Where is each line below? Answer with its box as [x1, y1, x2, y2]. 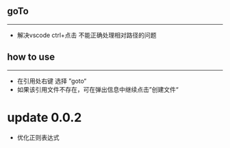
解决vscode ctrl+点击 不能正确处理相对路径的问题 [16, 31, 157, 39]
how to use [7, 51, 55, 63]
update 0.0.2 [7, 110, 82, 125]
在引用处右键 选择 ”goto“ [16, 77, 87, 85]
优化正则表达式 [16, 133, 60, 141]
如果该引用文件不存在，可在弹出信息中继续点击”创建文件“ [16, 85, 179, 93]
